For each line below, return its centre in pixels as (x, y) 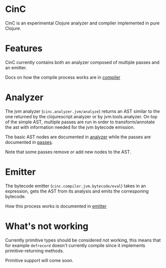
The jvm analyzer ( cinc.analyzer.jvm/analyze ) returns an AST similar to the (83, 111)
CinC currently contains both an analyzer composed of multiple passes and (83, 62)
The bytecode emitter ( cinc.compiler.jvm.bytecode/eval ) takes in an (76, 186)
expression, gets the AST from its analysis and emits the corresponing (77, 191)
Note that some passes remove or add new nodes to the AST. (68, 152)
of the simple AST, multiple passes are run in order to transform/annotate (80, 122)
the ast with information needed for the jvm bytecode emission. (70, 127)
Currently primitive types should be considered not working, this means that (83, 240)
